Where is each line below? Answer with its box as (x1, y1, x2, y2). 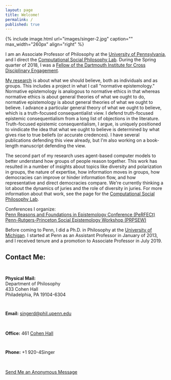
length (5, 143, 19, 149)
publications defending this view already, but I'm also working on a (5, 137, 146, 143)
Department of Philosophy (5, 281, 61, 287)
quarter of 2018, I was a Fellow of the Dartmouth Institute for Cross (5, 62, 146, 68)
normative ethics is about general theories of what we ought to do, (5, 94, 145, 100)
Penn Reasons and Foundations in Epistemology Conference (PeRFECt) (5, 212, 156, 218)
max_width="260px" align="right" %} (5, 41, 84, 48)
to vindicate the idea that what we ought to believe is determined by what (5, 126, 160, 133)
